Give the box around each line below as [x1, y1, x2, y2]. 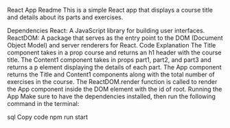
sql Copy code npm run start [7, 113, 88, 121]
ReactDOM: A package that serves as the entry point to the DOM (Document [7, 34, 223, 42]
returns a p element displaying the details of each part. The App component [7, 63, 222, 71]
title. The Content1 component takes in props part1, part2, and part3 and [7, 56, 211, 64]
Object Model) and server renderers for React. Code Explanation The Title [7, 41, 216, 49]
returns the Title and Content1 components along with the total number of [7, 70, 215, 78]
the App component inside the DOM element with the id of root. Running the [7, 85, 222, 93]
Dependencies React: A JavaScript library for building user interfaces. [7, 27, 205, 34]
